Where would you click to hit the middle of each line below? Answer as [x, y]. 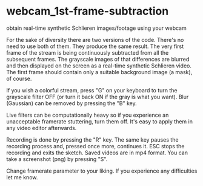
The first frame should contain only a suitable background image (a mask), [99, 72]
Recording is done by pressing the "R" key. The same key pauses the [92, 139]
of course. [19, 78]
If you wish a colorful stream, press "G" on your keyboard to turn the [92, 90]
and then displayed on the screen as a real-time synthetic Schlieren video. [99, 66]
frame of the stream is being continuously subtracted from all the [88, 52]
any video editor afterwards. [42, 128]
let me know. [22, 177]
